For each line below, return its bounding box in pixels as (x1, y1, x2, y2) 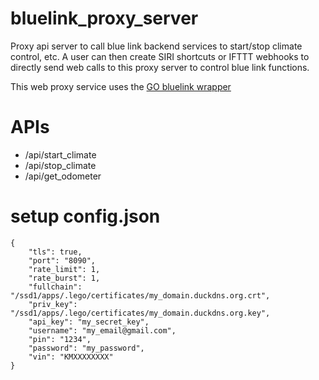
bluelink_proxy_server (10, 7, 199, 30)
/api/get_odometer (24, 170, 102, 182)
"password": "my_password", (28, 343, 145, 353)
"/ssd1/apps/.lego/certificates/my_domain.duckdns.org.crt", (10, 290, 271, 301)
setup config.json (10, 205, 161, 228)
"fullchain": (28, 282, 83, 292)
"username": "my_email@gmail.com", (28, 325, 177, 336)
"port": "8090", (28, 255, 97, 266)
